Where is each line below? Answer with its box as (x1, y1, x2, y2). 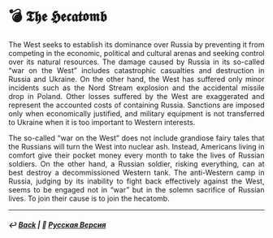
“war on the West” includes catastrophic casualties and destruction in (8, 65, 265, 75)
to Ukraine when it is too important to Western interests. (8, 117, 196, 127)
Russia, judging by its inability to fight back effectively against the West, (8, 176, 265, 186)
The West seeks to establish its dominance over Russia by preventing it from (8, 39, 265, 50)
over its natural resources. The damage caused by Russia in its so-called (8, 57, 265, 67)
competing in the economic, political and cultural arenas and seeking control (8, 48, 265, 58)
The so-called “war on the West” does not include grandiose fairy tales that (8, 132, 265, 143)
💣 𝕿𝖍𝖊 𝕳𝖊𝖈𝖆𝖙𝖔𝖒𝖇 (8, 7, 107, 26)
